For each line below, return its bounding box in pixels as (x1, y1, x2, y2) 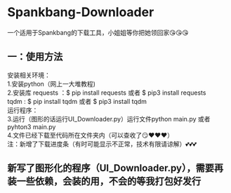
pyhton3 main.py (7, 122, 56, 131)
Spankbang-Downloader (7, 4, 154, 20)
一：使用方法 (7, 51, 63, 63)
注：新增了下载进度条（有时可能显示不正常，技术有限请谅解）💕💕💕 (7, 140, 197, 148)
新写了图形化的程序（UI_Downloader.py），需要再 (7, 162, 224, 174)
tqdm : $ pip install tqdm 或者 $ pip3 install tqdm (7, 97, 147, 105)
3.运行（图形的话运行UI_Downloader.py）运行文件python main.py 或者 (7, 114, 211, 123)
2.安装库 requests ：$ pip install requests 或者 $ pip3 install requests (7, 88, 206, 97)
